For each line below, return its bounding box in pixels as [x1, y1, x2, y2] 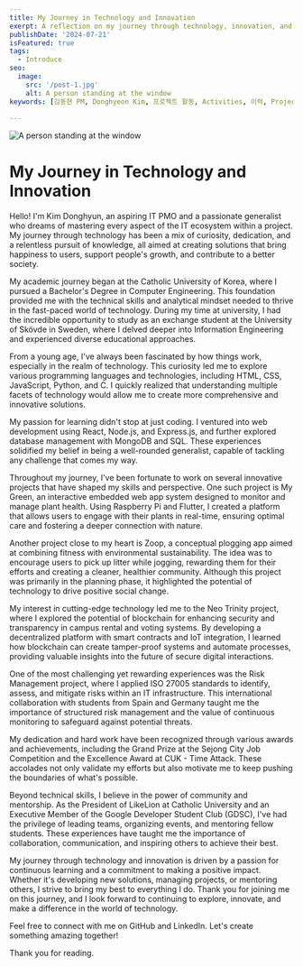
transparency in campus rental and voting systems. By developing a [9, 622, 262, 633]
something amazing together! [9, 930, 119, 941]
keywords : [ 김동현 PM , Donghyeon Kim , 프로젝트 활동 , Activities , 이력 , [9, 97, 268, 106]
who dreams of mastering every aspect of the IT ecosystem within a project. [9, 220, 293, 231]
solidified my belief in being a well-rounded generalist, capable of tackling [9, 446, 285, 456]
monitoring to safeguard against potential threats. [9, 716, 193, 727]
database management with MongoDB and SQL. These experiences [9, 436, 262, 447]
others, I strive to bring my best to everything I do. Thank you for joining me [9, 884, 290, 895]
